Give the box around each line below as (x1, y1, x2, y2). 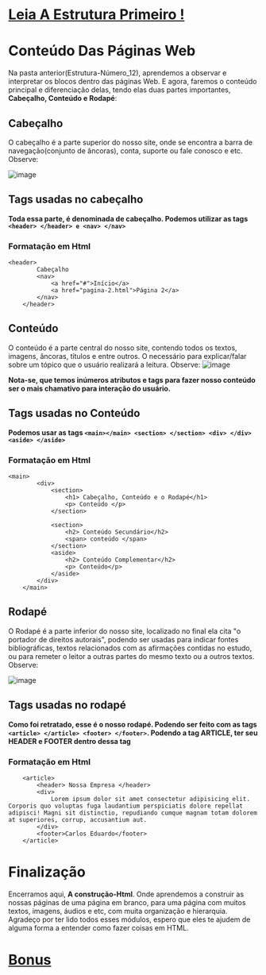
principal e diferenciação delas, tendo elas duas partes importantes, (8, 85, 231, 94)
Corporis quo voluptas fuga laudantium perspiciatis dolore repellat (8, 802, 244, 810)
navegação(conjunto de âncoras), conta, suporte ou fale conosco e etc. (8, 145, 243, 156)
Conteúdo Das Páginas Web (8, 42, 196, 60)
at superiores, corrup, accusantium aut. (8, 815, 148, 823)
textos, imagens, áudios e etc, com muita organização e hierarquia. (8, 906, 228, 915)
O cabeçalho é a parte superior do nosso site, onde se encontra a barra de (8, 137, 253, 147)
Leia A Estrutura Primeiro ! (8, 6, 185, 24)
